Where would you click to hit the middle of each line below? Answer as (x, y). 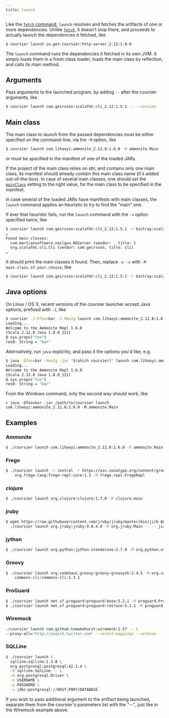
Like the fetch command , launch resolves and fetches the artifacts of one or (84, 24)
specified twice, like (26, 219)
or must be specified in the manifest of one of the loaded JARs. (71, 158)
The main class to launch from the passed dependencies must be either (80, 134)
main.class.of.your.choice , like (39, 267)
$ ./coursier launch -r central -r (43, 471)
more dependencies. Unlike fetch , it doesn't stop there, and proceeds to (80, 29)
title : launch (21, 10)
